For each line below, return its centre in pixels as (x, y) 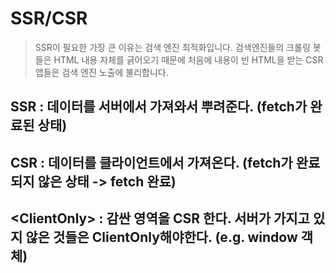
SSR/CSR (49, 18)
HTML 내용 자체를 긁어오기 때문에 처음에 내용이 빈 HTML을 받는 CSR (188, 59)
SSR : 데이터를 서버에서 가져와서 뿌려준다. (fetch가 (159, 107)
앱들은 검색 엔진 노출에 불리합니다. (101, 72)
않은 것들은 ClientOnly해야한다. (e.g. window (161, 237)
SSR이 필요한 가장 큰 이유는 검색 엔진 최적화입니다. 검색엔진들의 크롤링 (172, 47)
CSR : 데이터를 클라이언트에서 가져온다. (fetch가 (151, 162)
